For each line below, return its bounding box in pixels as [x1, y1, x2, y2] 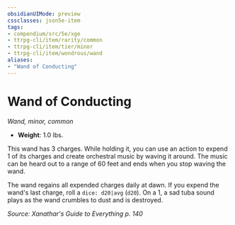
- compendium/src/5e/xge [7, 30, 81, 37]
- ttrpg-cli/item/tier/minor [7, 43, 93, 50]
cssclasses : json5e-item [7, 17, 81, 24]
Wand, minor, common [7, 117, 74, 125]
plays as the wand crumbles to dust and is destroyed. [7, 195, 164, 204]
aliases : [7, 57, 33, 64]
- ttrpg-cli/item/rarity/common [7, 37, 103, 44]
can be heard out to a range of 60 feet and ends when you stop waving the [7, 159, 227, 168]
